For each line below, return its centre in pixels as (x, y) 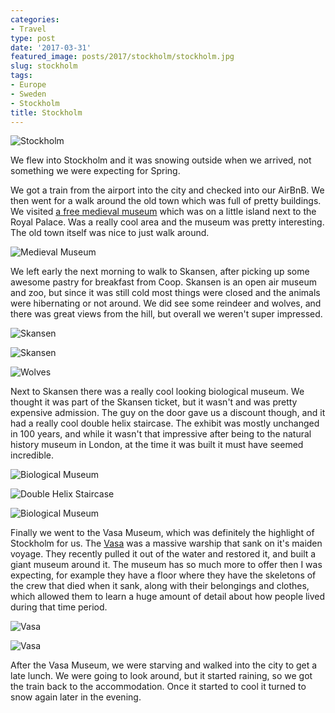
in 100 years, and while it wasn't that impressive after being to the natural (161, 434)
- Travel (28, 29)
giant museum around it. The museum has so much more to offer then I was (166, 565)
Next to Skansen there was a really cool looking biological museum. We (157, 392)
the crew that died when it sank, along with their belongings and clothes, (160, 586)
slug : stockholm (44, 66)
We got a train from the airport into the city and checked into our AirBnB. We (167, 190)
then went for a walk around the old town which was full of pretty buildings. (166, 201)
